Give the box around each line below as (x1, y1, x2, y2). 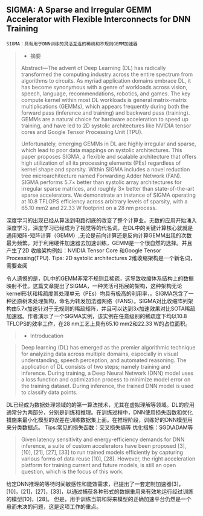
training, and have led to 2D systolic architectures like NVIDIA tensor (21, 122, 192, 129)
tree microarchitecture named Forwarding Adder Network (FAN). (21, 172, 182, 179)
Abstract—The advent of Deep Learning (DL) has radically (21, 64, 166, 71)
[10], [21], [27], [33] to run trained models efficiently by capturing (21, 448, 183, 456)
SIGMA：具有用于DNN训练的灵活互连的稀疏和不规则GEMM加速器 (6, 40, 138, 47)
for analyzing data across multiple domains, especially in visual (21, 350, 178, 357)
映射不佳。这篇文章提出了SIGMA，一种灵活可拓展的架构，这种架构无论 (6, 282, 182, 289)
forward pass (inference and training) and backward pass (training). (21, 109, 190, 116)
